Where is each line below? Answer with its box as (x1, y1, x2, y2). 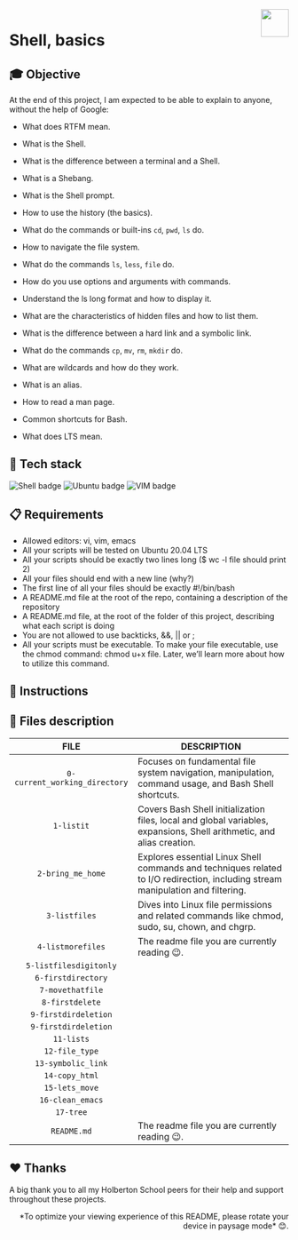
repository (21, 601, 60, 612)
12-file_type (43, 1045, 99, 1056)
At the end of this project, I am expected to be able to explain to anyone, (9, 95, 273, 105)
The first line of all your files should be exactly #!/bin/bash (21, 582, 235, 593)
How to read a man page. (21, 397, 115, 407)
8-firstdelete (41, 997, 102, 1007)
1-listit (52, 821, 90, 831)
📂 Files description (9, 714, 114, 729)
